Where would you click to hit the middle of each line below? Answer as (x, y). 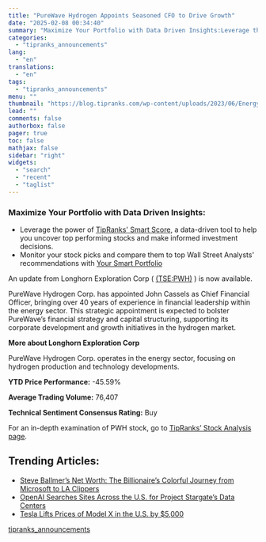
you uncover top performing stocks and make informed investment (129, 238)
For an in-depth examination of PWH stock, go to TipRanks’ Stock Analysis (130, 428)
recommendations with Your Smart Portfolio (91, 263)
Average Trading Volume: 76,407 (63, 397)
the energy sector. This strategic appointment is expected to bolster (119, 311)
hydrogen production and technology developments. (94, 367)
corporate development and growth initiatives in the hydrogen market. (122, 328)
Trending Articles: (54, 461)
